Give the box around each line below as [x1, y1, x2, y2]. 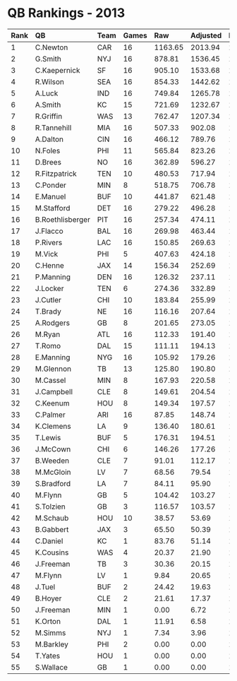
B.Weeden [35, 456, 69, 466]
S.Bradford [35, 478, 71, 488]
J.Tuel [35, 581, 56, 591]
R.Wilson [35, 76, 65, 86]
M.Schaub [35, 513, 69, 523]
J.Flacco [35, 226, 63, 236]
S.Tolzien [35, 502, 66, 511]
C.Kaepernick [35, 65, 80, 75]
